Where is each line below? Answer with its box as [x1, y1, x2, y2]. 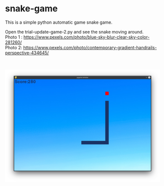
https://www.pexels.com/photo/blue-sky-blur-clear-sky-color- [24, 34, 150, 40]
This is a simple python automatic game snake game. [5, 19, 113, 25]
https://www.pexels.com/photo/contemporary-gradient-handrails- [23, 44, 157, 50]
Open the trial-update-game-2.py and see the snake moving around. [5, 29, 144, 35]
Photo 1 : [5, 34, 23, 40]
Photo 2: [5, 44, 22, 50]
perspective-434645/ [5, 50, 49, 56]
